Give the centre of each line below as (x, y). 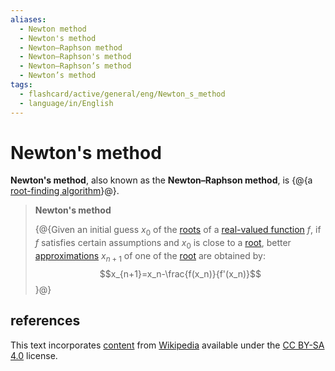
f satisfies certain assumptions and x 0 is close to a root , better (163, 244)
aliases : (28, 19)
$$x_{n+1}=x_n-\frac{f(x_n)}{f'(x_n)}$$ (180, 273)
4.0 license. (34, 355)
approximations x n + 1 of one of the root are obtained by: (150, 257)
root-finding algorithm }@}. (65, 191)
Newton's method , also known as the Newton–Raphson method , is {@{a (161, 180)
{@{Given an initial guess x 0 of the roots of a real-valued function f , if (178, 231)
